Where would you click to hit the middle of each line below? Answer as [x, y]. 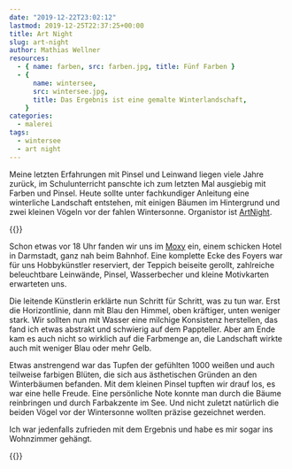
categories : [31, 116]
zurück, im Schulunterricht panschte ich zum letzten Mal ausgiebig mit [138, 183]
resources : [29, 58]
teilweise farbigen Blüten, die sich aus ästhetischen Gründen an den [133, 374]
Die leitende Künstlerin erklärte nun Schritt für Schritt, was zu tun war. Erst [145, 301]
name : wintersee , [65, 83]
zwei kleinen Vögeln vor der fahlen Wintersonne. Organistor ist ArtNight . [141, 211]
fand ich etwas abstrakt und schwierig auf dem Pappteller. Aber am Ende [142, 329]
